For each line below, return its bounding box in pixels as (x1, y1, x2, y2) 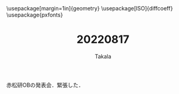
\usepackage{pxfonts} (6, 11, 63, 18)
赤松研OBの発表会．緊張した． (6, 81, 84, 89)
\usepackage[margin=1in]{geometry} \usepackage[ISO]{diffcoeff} (6, 5, 173, 12)
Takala (94, 52, 112, 60)
